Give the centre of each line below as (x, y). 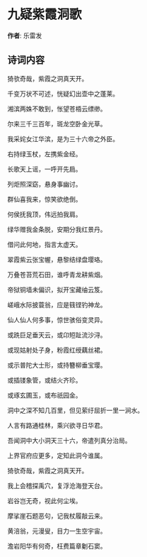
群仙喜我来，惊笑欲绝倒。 (45, 199)
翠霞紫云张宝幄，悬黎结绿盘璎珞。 (57, 259)
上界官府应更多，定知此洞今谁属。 (57, 456)
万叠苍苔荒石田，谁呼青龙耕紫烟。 (57, 275)
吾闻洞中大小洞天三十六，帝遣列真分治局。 (69, 440)
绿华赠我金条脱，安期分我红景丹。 (57, 229)
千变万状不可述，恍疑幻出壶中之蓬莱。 (63, 94)
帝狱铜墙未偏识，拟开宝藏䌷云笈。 (57, 289)
